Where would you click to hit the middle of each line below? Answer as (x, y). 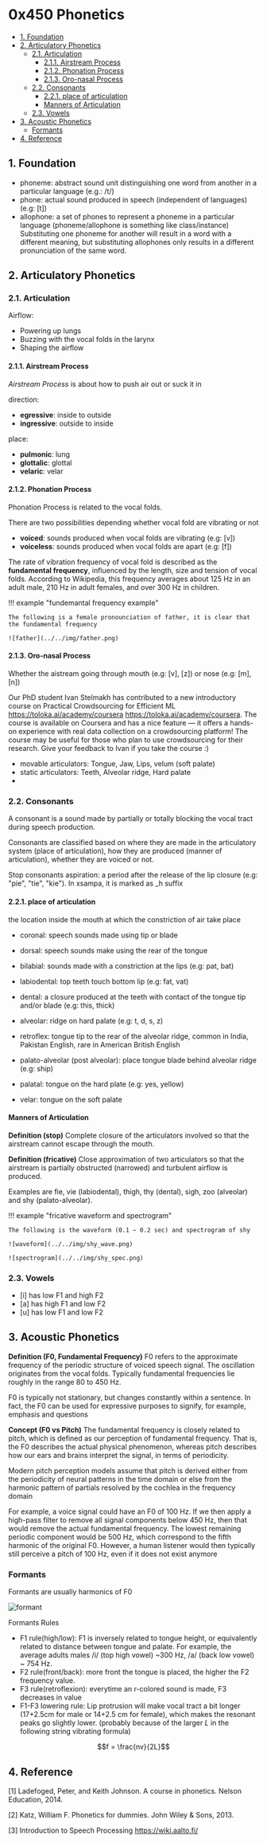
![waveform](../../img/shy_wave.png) (71, 1244)
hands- (242, 723)
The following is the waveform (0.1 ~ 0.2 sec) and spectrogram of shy (129, 1230)
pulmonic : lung (44, 454)
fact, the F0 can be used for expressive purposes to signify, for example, (127, 1405)
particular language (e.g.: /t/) (67, 191)
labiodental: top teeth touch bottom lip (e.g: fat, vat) (104, 981)
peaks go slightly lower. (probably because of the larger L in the (124, 1723)
